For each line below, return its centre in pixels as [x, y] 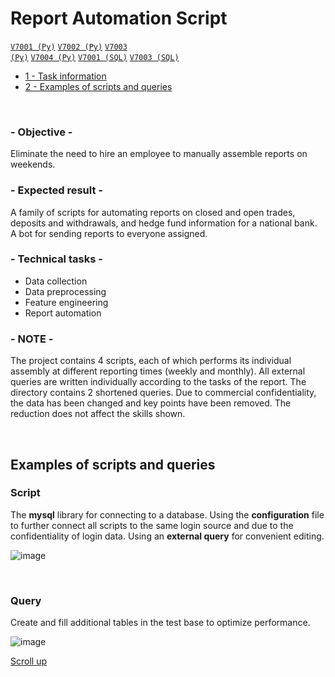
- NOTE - [32, 339]
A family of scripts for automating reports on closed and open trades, [153, 212]
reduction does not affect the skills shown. [98, 414]
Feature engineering [66, 302]
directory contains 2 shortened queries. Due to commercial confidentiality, [163, 393]
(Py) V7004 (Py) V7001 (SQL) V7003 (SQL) [95, 57]
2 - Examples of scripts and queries [98, 86]
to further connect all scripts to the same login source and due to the [152, 525]
